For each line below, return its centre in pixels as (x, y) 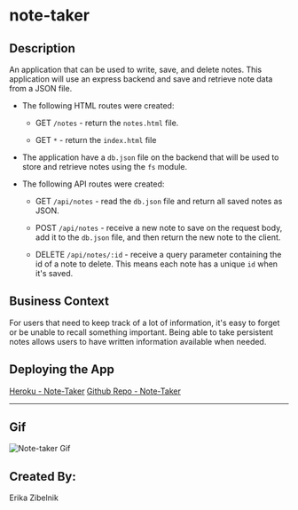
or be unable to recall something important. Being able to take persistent (141, 332)
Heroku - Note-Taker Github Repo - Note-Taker (95, 391)
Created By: (43, 476)
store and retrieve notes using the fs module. (105, 167)
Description (42, 48)
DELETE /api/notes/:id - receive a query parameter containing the (158, 255)
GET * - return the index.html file (96, 140)
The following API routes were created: (93, 184)
